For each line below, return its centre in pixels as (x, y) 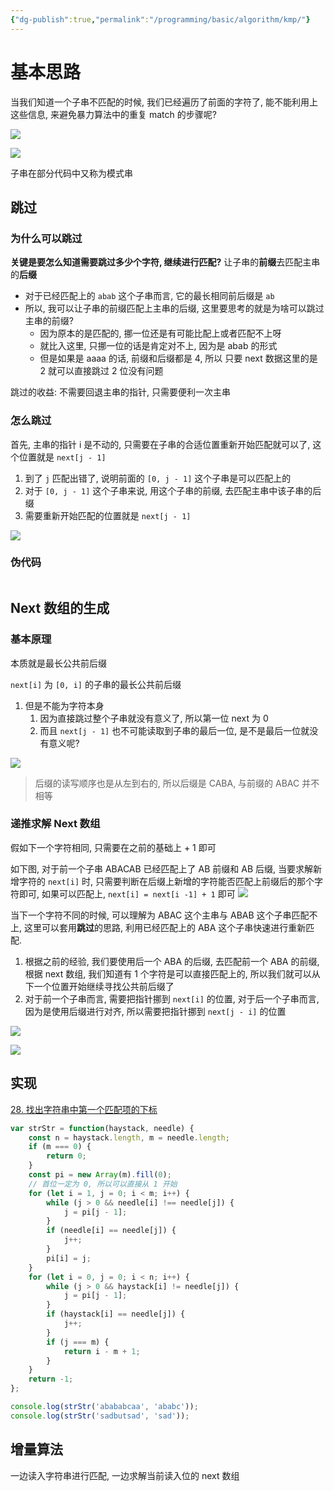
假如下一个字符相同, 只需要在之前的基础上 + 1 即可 (113, 847)
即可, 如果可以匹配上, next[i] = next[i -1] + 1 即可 (127, 893)
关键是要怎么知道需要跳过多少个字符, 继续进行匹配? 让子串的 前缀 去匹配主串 (165, 262)
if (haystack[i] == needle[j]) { (116, 1314)
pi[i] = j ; (69, 1258)
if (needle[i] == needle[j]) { (111, 1231)
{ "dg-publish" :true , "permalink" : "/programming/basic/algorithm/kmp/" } (160, 19)
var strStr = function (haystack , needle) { (102, 1128)
